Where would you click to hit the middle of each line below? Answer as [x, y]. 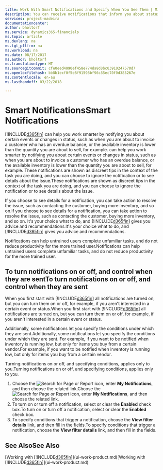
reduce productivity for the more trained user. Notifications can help [73, 246]
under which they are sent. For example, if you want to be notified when [77, 339]
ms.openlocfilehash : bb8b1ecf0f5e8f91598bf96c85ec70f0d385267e [70, 73]
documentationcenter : [27, 23]
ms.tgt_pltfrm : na [24, 46]
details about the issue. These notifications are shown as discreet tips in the [80, 181]
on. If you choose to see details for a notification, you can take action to [76, 211]
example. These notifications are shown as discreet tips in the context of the [81, 170]
